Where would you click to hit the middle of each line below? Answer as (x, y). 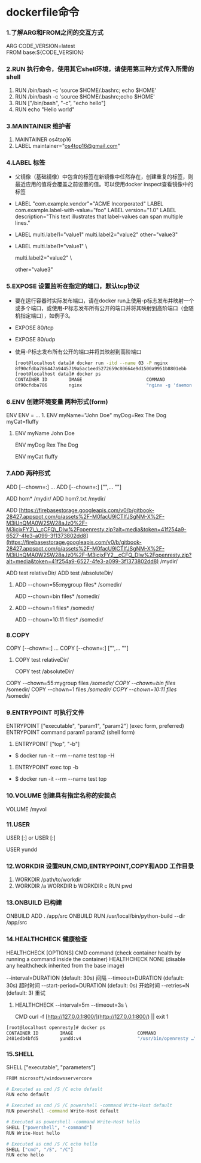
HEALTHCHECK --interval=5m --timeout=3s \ (71, 1005)
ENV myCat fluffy (36, 457)
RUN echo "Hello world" (45, 109)
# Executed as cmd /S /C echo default (54, 1089)
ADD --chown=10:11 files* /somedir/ (59, 619)
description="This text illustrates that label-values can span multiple (99, 216)
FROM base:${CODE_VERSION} (45, 52)
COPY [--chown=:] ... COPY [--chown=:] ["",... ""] (67, 648)
